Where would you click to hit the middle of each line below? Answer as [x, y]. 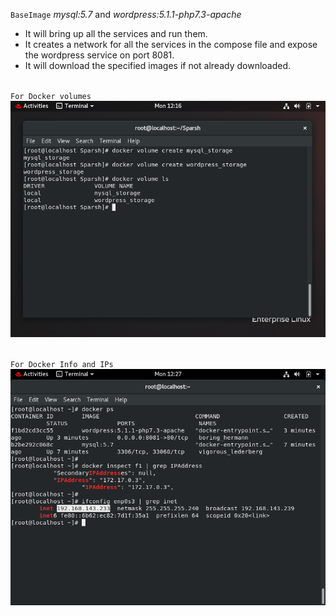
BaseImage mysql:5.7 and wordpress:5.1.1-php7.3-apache [126, 14]
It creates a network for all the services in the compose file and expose [171, 44]
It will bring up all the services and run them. [116, 33]
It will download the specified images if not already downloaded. [158, 65]
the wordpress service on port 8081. [99, 55]
